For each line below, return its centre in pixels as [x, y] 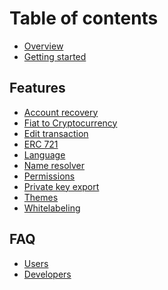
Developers [47, 274]
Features [37, 88]
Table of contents [84, 18]
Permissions [49, 176]
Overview [43, 46]
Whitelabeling [52, 208]
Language [44, 154]
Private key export [61, 186]
